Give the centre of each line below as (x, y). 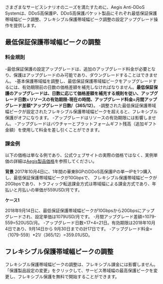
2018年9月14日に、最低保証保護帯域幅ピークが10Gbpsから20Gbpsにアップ (80, 210)
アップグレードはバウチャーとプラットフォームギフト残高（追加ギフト (87, 124)
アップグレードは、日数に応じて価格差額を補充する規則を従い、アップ (83, 93)
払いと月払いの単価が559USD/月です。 (44, 189)
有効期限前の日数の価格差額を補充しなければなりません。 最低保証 (88, 87)
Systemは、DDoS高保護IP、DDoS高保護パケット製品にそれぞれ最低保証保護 (81, 13)
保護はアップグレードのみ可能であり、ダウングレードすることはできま (83, 75)
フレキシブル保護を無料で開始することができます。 (69, 276)
